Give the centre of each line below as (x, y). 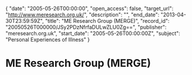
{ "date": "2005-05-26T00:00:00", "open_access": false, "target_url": (90, 8)
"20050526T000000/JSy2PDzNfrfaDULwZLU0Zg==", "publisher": (86, 27)
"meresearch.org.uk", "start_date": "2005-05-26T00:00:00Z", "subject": (93, 33)
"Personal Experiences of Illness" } (48, 40)
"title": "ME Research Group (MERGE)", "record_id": (107, 21)
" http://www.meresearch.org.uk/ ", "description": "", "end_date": (82, 15)
